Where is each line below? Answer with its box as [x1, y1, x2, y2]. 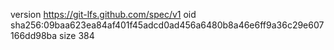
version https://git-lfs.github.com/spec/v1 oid [10, 9, 197, 20]
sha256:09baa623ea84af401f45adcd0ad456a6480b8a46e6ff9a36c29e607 [10, 19, 325, 31]
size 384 [59, 30, 95, 41]
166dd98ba [10, 30, 58, 41]
